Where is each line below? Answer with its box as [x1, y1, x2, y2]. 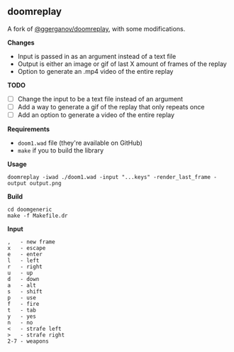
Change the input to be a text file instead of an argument [17, 94, 183, 103]
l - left [7, 257, 40, 264]
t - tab [7, 307, 37, 314]
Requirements [7, 125, 50, 133]
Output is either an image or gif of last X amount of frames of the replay [17, 60, 227, 68]
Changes [7, 38, 35, 47]
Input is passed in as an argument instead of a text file [17, 52, 177, 60]
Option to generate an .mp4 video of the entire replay [17, 67, 174, 75]
